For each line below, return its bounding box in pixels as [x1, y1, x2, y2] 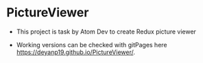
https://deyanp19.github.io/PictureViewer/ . [16, 48, 135, 56]
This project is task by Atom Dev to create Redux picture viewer [16, 27, 197, 36]
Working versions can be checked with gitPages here [16, 40, 167, 49]
